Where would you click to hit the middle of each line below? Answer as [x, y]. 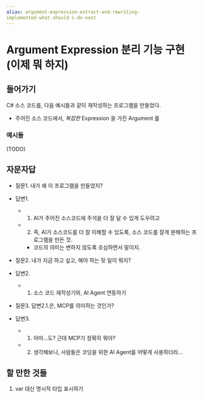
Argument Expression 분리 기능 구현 [96, 50]
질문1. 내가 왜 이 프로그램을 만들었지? [59, 185]
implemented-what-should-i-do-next [51, 18]
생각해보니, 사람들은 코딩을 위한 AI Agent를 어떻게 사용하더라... [108, 352]
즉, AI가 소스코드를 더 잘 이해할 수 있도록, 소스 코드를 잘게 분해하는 [112, 232]
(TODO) [16, 149]
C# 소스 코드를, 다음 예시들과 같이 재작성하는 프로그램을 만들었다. [84, 105]
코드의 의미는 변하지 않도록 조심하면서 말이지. [87, 247]
